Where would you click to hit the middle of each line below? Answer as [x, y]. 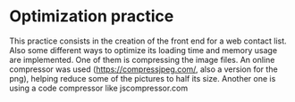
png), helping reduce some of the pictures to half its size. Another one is [143, 78]
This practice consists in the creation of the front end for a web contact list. [148, 41]
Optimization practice [92, 16]
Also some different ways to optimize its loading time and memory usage [143, 50]
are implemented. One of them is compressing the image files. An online [142, 59]
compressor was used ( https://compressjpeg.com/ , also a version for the [144, 69]
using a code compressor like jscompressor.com [99, 88]
